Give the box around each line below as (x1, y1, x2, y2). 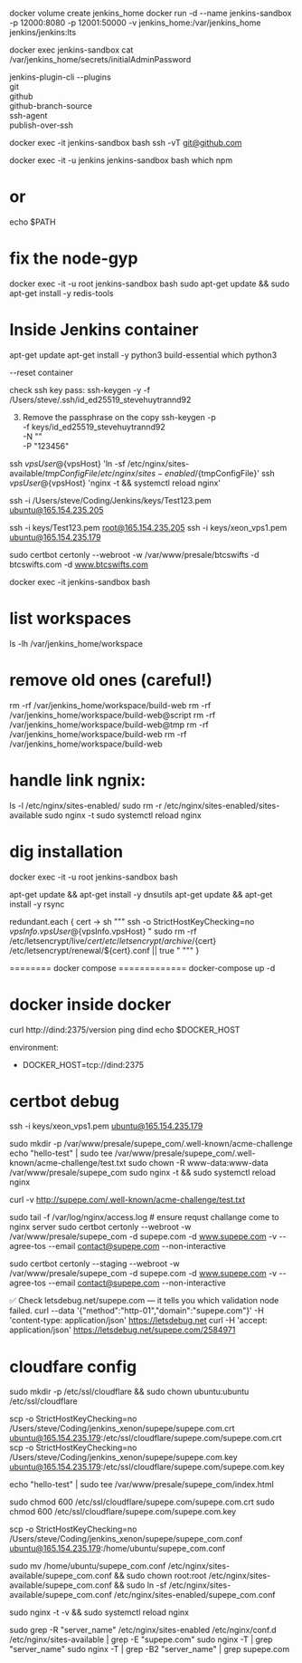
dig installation (9, 841, 124, 861)
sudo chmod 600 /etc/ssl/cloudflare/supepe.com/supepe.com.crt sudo (9, 1496, 275, 1507)
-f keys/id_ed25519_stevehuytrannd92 (22, 421, 165, 432)
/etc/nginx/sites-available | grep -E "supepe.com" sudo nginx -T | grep (9, 1634, 273, 1645)
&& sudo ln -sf (114, 1580, 167, 1591)
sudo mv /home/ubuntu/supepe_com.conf (9, 1561, 166, 1572)
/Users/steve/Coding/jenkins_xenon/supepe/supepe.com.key (9, 1452, 238, 1463)
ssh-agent (9, 111, 48, 120)
